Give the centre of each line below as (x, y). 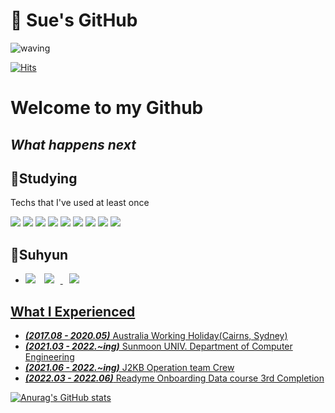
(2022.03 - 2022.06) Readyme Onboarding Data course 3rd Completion (174, 378)
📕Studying (44, 178)
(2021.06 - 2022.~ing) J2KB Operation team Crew (129, 367)
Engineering (49, 356)
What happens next (73, 144)
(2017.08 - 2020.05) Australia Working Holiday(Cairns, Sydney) (156, 335)
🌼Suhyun (39, 254)
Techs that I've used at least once (80, 203)
